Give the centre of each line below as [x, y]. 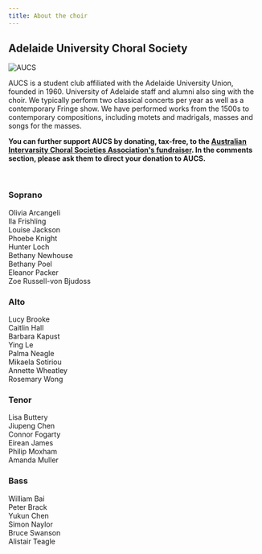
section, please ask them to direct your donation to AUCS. [107, 158]
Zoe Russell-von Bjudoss [49, 281]
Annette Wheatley [38, 371]
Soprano [25, 195]
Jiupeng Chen [32, 426]
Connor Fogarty [35, 434]
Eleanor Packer [33, 272]
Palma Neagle [31, 354]
